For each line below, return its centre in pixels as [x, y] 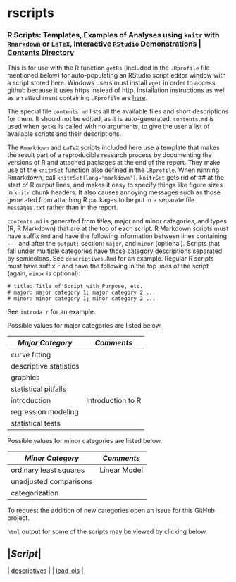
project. [19, 518]
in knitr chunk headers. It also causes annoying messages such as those [114, 192]
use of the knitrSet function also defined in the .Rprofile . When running [113, 170]
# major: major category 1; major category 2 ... [82, 293]
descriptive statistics [45, 366]
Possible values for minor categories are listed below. [85, 441]
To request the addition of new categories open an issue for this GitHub [111, 510]
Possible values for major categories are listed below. [85, 326]
